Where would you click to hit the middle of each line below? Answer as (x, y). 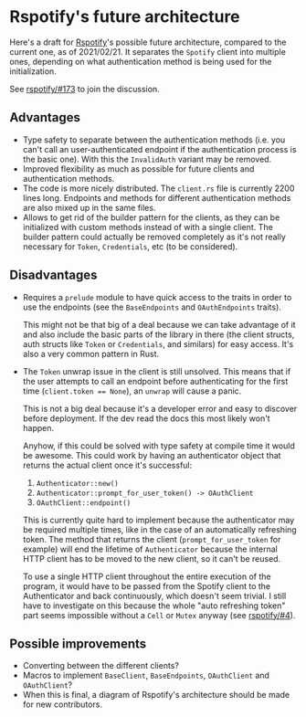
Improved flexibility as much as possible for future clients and (138, 169)
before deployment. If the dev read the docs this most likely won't (147, 418)
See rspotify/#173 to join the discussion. (84, 89)
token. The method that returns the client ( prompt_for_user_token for (152, 539)
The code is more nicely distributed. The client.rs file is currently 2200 (158, 188)
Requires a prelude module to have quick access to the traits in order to (157, 297)
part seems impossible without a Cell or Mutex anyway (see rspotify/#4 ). (159, 615)
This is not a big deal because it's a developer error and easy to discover (160, 408)
